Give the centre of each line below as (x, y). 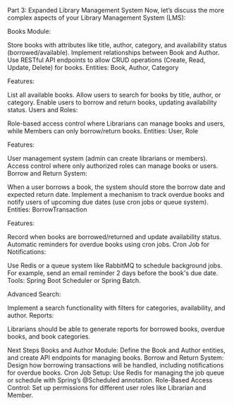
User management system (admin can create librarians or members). (107, 158)
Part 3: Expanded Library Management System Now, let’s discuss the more (116, 10)
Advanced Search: (34, 294)
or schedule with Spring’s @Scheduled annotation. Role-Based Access (110, 380)
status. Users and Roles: (43, 110)
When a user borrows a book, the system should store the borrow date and (116, 187)
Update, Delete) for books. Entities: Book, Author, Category (93, 67)
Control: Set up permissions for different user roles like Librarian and (107, 388)
